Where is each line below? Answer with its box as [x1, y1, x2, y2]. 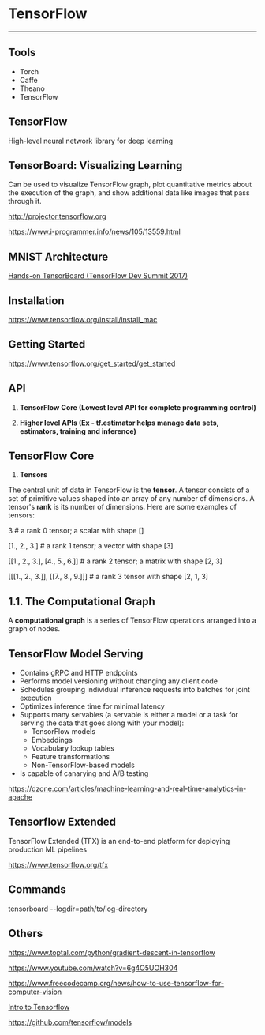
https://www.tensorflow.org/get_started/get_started [8, 359, 176, 368]
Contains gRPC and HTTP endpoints [19, 668, 138, 678]
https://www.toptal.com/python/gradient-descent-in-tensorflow [8, 947, 215, 957]
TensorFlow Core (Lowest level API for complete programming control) [19, 402, 256, 412]
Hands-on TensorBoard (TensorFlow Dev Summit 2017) [8, 271, 188, 280]
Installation [8, 294, 65, 307]
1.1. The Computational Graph [8, 594, 155, 608]
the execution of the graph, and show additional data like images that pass [8, 188, 250, 198]
